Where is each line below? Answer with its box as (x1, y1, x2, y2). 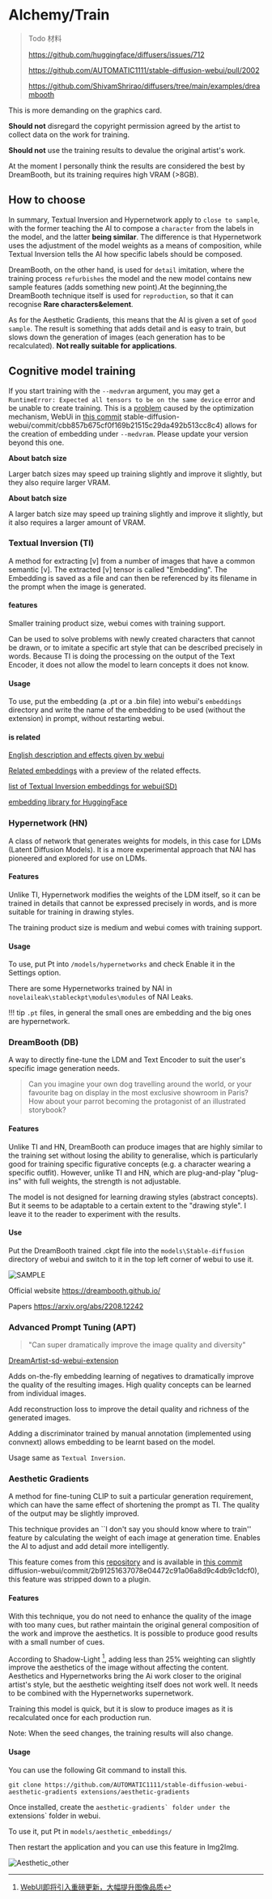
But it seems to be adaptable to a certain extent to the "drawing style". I (8, 1201, 247, 1210)
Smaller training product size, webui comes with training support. (8, 618, 226, 629)
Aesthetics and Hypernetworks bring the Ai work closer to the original (8, 1671, 241, 1681)
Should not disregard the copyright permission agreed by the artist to (8, 121, 240, 130)
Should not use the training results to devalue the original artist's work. (8, 145, 245, 155)
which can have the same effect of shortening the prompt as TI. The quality (8, 1500, 261, 1510)
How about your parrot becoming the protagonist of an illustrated (28, 1096, 246, 1107)
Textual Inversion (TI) (8, 537, 95, 548)
